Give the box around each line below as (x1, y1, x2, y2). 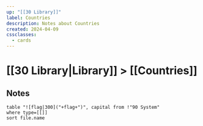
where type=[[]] (6, 109, 48, 116)
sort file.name (6, 115, 45, 121)
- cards (12, 37, 32, 43)
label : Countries (6, 15, 51, 21)
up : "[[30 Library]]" (6, 9, 62, 15)
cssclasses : (6, 32, 37, 38)
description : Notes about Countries (6, 20, 100, 26)
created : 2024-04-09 (6, 26, 59, 32)
